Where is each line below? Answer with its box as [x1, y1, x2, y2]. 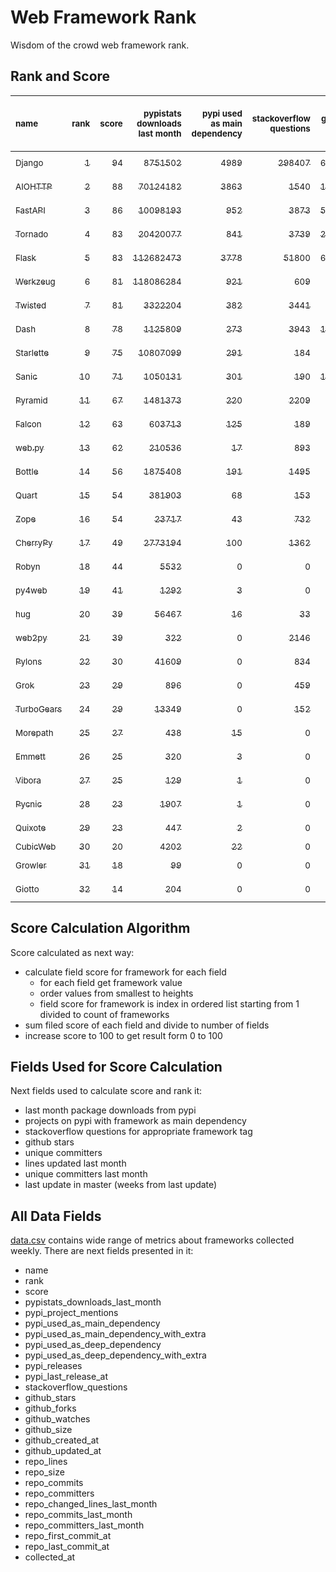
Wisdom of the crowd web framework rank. [10, 39, 190, 51]
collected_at [24, 1551, 76, 1563]
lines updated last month [24, 1157, 127, 1170]
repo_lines [24, 1456, 68, 1468]
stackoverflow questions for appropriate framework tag [24, 1126, 253, 1138]
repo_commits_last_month [24, 1509, 133, 1521]
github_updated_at [24, 1445, 102, 1457]
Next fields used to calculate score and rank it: [10, 1085, 203, 1097]
